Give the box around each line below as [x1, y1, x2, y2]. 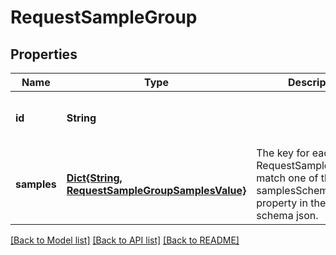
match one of [256, 171, 319, 185]
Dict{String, [66, 171, 123, 185]
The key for [256, 146, 310, 160]
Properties [10, 46, 78, 63]
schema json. [256, 209, 319, 222]
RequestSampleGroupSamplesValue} [66, 184, 247, 197]
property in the [256, 196, 327, 210]
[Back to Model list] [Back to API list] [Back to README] [10, 234, 240, 246]
